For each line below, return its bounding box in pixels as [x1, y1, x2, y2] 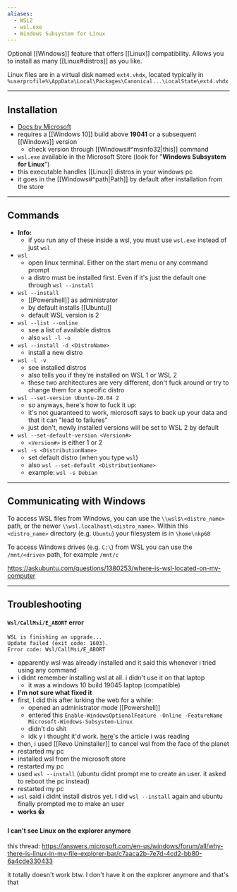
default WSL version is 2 [28, 311, 99, 319]
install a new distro [28, 348, 83, 356]
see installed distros [28, 363, 87, 371]
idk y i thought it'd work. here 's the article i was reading [28, 732, 190, 741]
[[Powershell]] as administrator [28, 296, 119, 304]
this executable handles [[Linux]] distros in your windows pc [17, 167, 193, 176]
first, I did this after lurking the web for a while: [17, 696, 154, 704]
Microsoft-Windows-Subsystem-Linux [28, 718, 133, 725]
